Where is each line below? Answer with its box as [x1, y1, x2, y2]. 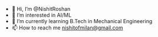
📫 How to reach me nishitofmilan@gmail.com [11, 24, 123, 31]
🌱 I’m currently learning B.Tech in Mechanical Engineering [11, 18, 153, 24]
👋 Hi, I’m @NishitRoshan [11, 6, 71, 12]
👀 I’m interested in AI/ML [11, 12, 72, 18]
